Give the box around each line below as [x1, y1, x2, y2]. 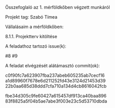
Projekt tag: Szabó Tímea [5, 14, 58, 20]
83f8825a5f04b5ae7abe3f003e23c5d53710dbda [5, 98, 107, 104]
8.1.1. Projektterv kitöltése [5, 34, 58, 39]
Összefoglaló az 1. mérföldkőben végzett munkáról [5, 5, 110, 10]
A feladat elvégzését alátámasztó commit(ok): [5, 63, 100, 68]
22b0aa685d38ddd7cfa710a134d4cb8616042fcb [5, 83, 107, 89]
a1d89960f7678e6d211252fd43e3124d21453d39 [5, 78, 106, 83]
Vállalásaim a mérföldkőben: [5, 24, 64, 30]
